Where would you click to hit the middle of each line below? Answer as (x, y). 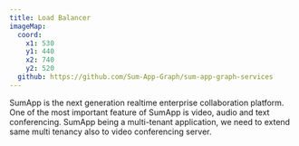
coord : (30, 34)
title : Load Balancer (50, 18)
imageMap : (28, 26)
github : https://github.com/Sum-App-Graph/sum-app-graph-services (145, 77)
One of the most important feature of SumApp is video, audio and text (140, 112)
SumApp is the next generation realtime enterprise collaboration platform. (147, 102)
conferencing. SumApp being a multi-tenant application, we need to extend (150, 122)
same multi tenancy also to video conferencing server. (111, 131)
